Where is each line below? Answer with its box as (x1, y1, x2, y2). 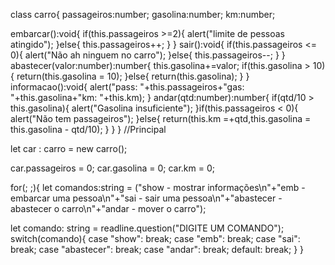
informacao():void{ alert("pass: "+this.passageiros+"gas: (10, 81, 245, 93)
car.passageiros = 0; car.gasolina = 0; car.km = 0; (10, 162, 215, 174)
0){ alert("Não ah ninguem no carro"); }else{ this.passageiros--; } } (10, 49, 286, 61)
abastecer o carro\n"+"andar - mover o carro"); (10, 203, 207, 214)
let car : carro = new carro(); (10, 143, 128, 154)
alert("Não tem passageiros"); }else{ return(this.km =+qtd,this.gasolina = (10, 113, 312, 124)
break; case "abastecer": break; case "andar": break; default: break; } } (10, 244, 305, 255)
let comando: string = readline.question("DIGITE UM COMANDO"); (10, 222, 285, 234)
